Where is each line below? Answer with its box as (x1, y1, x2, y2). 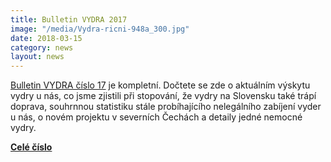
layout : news (10, 52, 65, 62)
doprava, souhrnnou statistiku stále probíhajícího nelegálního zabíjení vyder (10, 101, 322, 113)
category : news (10, 42, 74, 53)
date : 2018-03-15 (10, 33, 83, 43)
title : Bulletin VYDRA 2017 (10, 14, 128, 25)
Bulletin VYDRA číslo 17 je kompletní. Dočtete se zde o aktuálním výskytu (10, 79, 311, 91)
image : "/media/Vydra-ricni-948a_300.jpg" (10, 24, 190, 34)
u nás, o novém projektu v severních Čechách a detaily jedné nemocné (10, 111, 303, 123)
